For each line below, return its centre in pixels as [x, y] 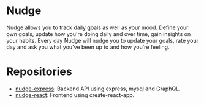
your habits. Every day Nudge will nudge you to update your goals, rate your [103, 40]
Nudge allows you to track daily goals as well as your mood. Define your [97, 27]
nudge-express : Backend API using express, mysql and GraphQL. [98, 89]
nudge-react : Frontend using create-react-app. [75, 95]
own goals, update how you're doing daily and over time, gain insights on [99, 34]
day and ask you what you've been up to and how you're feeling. [88, 47]
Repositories [39, 72]
